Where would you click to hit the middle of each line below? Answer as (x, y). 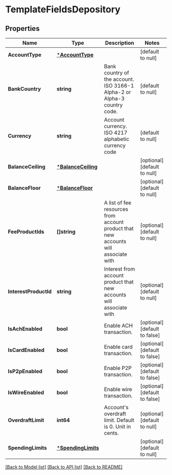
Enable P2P (118, 368)
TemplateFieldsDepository (63, 10)
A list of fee (118, 203)
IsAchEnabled (25, 329)
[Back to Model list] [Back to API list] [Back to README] (64, 467)
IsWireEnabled (26, 392)
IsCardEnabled (26, 350)
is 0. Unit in (118, 427)
